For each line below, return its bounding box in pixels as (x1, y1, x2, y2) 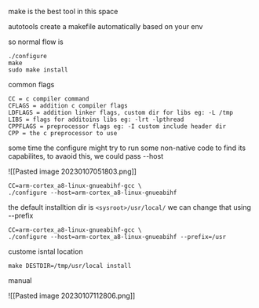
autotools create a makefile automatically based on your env (8, 22, 203, 31)
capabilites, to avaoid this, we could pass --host (8, 152, 163, 160)
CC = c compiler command (8, 95, 89, 103)
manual (8, 276, 32, 285)
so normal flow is (8, 37, 64, 46)
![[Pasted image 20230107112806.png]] (8, 291, 136, 300)
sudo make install (8, 66, 68, 74)
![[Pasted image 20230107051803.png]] (8, 167, 137, 176)
